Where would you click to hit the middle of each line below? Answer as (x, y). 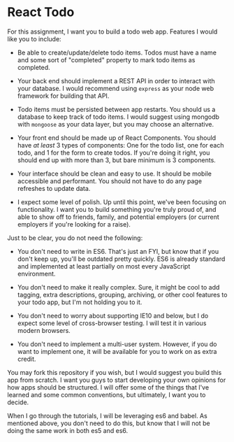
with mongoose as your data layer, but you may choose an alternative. (116, 124)
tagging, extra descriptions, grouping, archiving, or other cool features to (122, 294)
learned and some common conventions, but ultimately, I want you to (107, 394)
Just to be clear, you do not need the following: (75, 238)
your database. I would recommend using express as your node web (116, 88)
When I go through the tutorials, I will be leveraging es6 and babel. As (107, 415)
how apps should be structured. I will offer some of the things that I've (108, 387)
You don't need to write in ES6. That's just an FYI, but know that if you (118, 251)
